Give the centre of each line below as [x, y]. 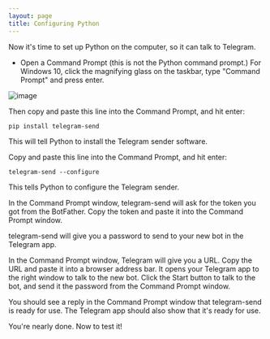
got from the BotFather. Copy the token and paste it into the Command [126, 211]
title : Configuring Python [54, 24]
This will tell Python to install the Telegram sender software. [108, 141]
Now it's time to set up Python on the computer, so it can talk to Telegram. [132, 46]
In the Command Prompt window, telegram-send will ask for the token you [133, 202]
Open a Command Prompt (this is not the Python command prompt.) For [141, 63]
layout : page [30, 16]
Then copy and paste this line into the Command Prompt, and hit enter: [127, 111]
